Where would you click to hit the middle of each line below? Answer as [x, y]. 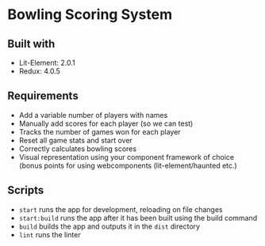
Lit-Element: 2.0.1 [47, 62]
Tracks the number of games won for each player [100, 131]
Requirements [43, 96]
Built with [31, 44]
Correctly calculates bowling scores [77, 149]
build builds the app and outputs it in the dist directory [109, 226]
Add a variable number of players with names [93, 115]
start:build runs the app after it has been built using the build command [138, 218]
